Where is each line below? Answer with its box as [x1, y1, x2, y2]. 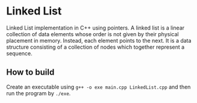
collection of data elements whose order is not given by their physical [6, 30, 179, 37]
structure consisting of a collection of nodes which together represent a [6, 43, 185, 51]
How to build [6, 67, 55, 78]
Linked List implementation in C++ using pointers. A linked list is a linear [6, 24, 185, 31]
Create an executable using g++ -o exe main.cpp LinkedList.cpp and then [6, 83, 191, 90]
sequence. [6, 49, 33, 57]
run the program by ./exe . [6, 89, 71, 97]
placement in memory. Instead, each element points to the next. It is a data [6, 37, 192, 44]
